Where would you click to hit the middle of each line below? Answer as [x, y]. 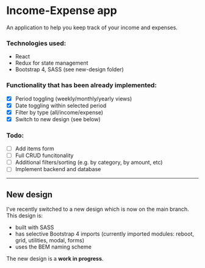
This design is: [25, 216]
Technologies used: [36, 43]
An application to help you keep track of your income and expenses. [92, 27]
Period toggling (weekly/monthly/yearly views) [74, 99]
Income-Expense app [62, 11]
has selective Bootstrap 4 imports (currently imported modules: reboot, [104, 234]
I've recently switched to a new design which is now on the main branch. [98, 209]
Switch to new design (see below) [58, 119]
